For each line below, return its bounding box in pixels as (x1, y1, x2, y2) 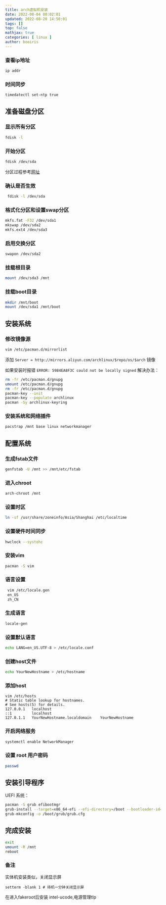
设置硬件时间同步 (5, 528, 46, 535)
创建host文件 (5, 658, 37, 665)
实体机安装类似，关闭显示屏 (5, 874, 62, 880)
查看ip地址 (5, 56, 31, 63)
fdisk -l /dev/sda (7, 194, 45, 199)
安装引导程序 (5, 778, 44, 787)
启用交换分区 (5, 240, 36, 247)
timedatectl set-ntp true (5, 93, 58, 98)
